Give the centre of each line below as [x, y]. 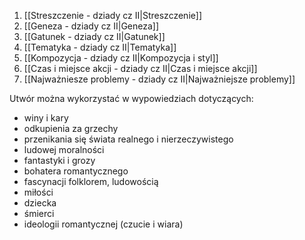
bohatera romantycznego [76, 171]
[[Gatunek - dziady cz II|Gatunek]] [94, 36]
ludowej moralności [64, 149]
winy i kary [46, 118]
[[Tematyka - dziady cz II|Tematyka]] [100, 47]
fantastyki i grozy [59, 160]
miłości [38, 192]
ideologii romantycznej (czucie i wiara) [103, 224]
